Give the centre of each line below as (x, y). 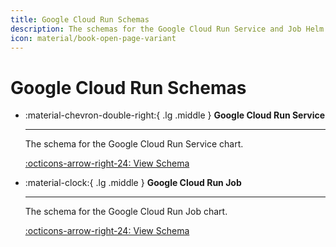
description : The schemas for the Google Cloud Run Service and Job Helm (167, 29)
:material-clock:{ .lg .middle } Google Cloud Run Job (133, 183)
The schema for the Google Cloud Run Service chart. (134, 144)
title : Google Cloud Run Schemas (80, 19)
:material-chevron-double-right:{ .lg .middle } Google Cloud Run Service (175, 115)
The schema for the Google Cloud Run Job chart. (126, 212)
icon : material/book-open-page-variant (93, 38)
